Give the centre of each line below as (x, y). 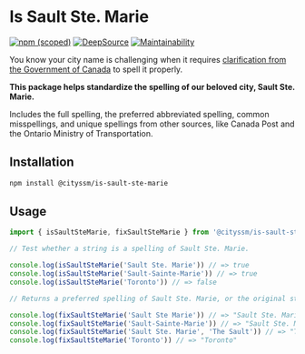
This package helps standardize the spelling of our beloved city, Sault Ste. (152, 86)
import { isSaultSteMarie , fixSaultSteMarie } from (109, 233)
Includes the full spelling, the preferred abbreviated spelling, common (139, 114)
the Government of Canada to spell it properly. (96, 69)
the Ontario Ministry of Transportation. (81, 133)
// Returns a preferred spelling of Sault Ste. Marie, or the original (148, 298)
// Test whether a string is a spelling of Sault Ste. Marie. (129, 249)
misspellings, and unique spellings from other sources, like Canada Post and (152, 124)
